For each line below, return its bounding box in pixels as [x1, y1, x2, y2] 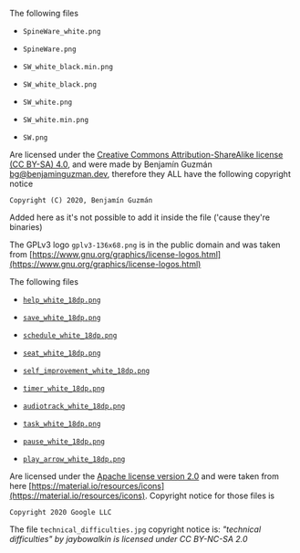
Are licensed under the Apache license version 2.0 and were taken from [9, 471, 280, 482]
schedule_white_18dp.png [22, 331, 118, 340]
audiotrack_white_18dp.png [22, 402, 126, 411]
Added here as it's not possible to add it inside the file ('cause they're [9, 212, 271, 223]
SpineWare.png [22, 45, 77, 54]
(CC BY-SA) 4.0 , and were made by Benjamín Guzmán [9, 159, 212, 170]
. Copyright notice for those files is [144, 490, 275, 501]
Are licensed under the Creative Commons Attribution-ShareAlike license [9, 150, 284, 160]
